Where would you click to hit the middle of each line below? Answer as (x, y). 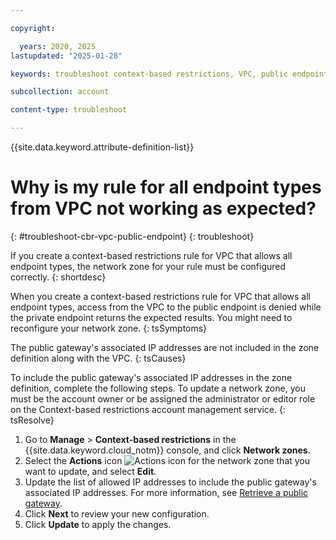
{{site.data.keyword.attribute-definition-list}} (102, 147)
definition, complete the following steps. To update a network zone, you (158, 388)
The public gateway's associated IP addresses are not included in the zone (165, 347)
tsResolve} (32, 420)
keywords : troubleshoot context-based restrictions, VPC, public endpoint (169, 74)
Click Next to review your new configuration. (117, 513)
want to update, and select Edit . (90, 471)
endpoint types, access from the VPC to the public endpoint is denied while (166, 307)
